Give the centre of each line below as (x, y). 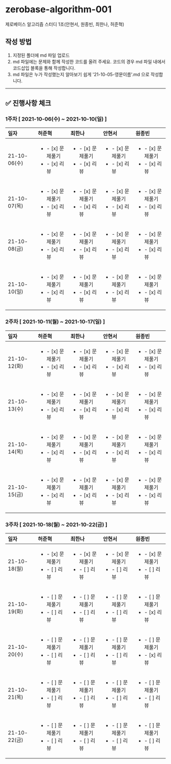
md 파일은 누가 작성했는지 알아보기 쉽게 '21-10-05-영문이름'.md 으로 (81, 74)
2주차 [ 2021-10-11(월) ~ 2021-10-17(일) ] (55, 322)
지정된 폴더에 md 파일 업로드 (41, 55)
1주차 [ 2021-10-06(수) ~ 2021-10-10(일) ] (56, 119)
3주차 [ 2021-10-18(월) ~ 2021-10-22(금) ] (56, 524)
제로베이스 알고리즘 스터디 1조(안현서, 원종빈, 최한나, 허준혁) (65, 24)
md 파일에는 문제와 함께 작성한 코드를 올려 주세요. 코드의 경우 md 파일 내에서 (89, 61)
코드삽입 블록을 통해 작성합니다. (44, 68)
